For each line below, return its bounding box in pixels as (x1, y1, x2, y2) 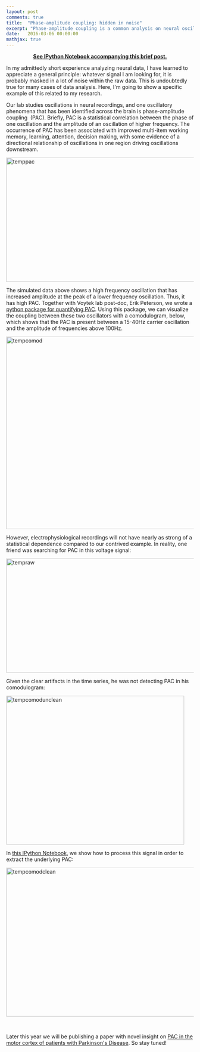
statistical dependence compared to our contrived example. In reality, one (6, 541, 187, 547)
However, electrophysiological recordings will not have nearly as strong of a (6, 534, 192, 541)
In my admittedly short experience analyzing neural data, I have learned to (6, 64, 189, 72)
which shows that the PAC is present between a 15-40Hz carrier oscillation (6, 319, 189, 325)
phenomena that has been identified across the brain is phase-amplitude (6, 108, 185, 115)
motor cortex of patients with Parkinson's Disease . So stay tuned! (6, 1039, 167, 1046)
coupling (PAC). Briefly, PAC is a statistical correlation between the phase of (6, 114, 194, 121)
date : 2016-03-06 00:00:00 (6, 31, 79, 37)
